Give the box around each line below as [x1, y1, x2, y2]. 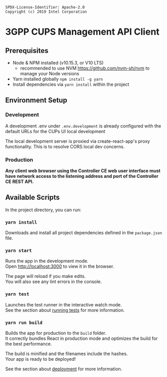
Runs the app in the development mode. [5, 258, 89, 264]
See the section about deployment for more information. [5, 366, 122, 372]
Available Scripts [5, 193, 60, 202]
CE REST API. [5, 178, 34, 184]
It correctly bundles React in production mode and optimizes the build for [5, 335, 158, 341]
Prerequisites [5, 46, 49, 55]
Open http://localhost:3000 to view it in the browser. [5, 263, 114, 269]
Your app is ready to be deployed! [5, 356, 76, 362]
